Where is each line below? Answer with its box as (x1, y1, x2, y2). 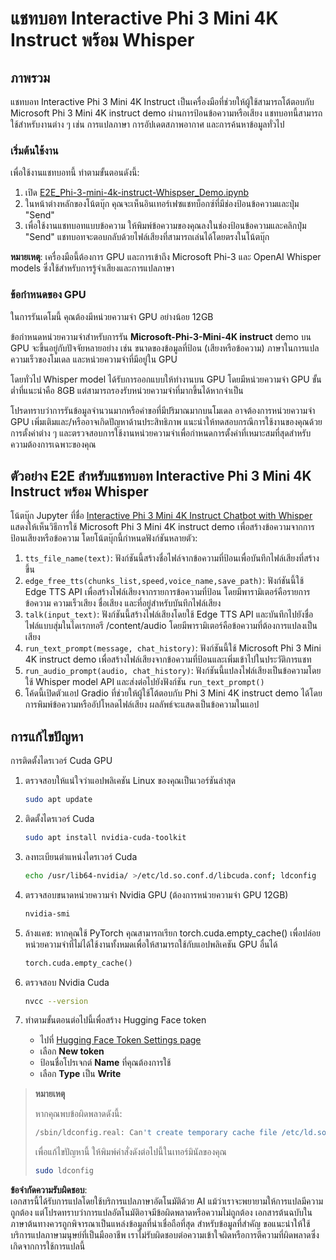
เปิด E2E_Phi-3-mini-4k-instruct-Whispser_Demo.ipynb (24, 187, 250, 199)
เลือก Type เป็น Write (39, 1068, 122, 1080)
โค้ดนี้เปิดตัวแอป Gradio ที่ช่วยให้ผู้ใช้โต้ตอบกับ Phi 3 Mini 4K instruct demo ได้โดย (24, 687, 323, 699)
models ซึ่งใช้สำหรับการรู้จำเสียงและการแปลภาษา (10, 262, 175, 274)
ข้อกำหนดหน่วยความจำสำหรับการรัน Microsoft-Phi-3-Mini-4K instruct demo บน (10, 330, 312, 342)
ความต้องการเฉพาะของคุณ (10, 438, 97, 450)
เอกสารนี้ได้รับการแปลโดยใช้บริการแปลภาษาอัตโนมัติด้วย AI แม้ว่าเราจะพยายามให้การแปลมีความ (10, 1195, 324, 1207)
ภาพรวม (10, 69, 51, 86)
